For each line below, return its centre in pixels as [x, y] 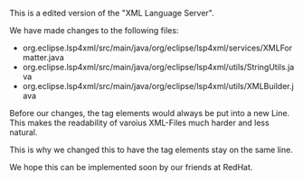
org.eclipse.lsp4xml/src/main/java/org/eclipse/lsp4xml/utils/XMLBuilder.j [158, 86]
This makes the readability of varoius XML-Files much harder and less [139, 122]
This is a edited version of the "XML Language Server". [112, 13]
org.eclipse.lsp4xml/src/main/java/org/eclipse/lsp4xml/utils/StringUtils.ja [158, 67]
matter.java [43, 57]
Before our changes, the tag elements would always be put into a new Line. [150, 113]
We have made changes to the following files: [94, 30]
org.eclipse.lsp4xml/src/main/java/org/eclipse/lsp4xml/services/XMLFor [157, 48]
